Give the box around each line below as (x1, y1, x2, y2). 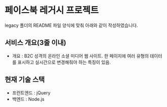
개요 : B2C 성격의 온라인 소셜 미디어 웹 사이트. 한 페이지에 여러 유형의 (12, 52, 149, 59)
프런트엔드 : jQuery (12, 89, 51, 96)
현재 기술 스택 (5, 75, 45, 84)
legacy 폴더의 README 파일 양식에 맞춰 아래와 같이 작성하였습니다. (5, 22, 138, 28)
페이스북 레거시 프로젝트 (5, 5, 99, 16)
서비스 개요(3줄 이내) (5, 38, 66, 47)
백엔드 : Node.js (12, 96, 45, 102)
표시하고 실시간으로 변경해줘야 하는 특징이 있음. (17, 59, 111, 65)
